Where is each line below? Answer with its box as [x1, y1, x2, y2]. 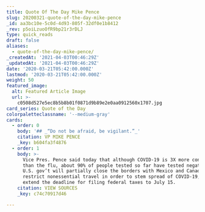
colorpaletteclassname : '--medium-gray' [6, 111, 111, 117]
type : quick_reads [6, 32, 53, 38]
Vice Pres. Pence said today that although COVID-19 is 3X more [22, 156, 190, 163]
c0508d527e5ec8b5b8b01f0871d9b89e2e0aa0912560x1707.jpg [17, 100, 163, 106]
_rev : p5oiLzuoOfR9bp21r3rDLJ [6, 26, 84, 32]
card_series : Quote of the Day [6, 105, 86, 112]
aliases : [6, 43, 29, 49]
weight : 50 [6, 77, 34, 83]
